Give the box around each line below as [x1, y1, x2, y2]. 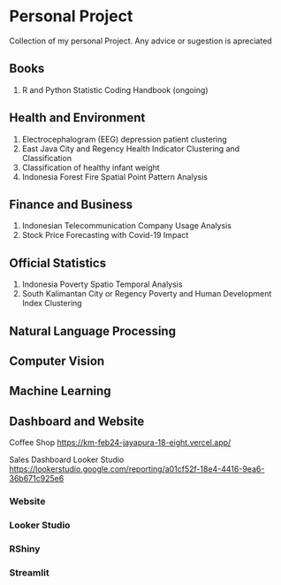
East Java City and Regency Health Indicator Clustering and [21, 143, 240, 154]
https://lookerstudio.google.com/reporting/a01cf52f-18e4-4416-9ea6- [9, 464, 265, 474]
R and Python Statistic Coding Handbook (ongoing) [21, 84, 209, 95]
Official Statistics [9, 255, 107, 271]
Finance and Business [9, 196, 133, 212]
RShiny [9, 543, 41, 555]
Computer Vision [9, 353, 105, 368]
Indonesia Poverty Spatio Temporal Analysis [21, 279, 183, 289]
